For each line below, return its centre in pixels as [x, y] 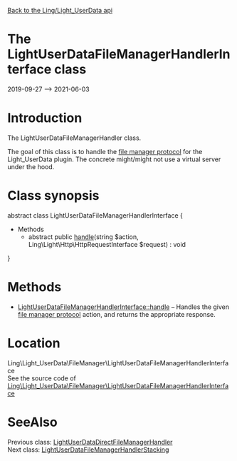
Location [34, 343]
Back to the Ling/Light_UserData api [60, 10]
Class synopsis [53, 196]
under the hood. [31, 166]
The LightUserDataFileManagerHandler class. [74, 138]
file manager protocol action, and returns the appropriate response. [116, 314]
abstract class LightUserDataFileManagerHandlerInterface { [95, 215]
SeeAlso [33, 422]
